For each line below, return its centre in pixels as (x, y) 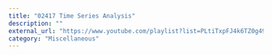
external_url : (32, 31)
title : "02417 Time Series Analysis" (72, 16)
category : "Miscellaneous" (54, 38)
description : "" (36, 23)
